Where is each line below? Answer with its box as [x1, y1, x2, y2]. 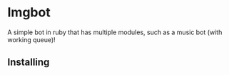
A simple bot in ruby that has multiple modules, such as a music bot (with [7, 28, 223, 36]
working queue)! [7, 35, 56, 44]
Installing [7, 56, 50, 69]
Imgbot [7, 4, 51, 21]
